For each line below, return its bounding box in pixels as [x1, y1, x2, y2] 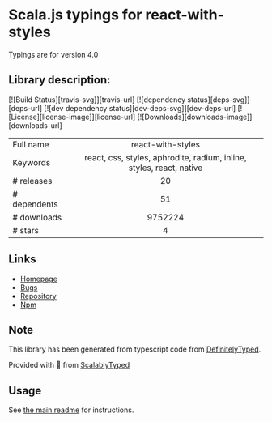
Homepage [19, 274, 58, 283]
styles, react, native [128, 162, 203, 173]
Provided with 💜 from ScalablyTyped [8, 360, 130, 370]
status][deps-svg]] [187, 95, 250, 104]
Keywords [12, 156, 51, 168]
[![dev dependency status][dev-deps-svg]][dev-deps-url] [44, 103, 236, 113]
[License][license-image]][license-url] [8, 112, 136, 121]
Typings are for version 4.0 [8, 49, 99, 59]
